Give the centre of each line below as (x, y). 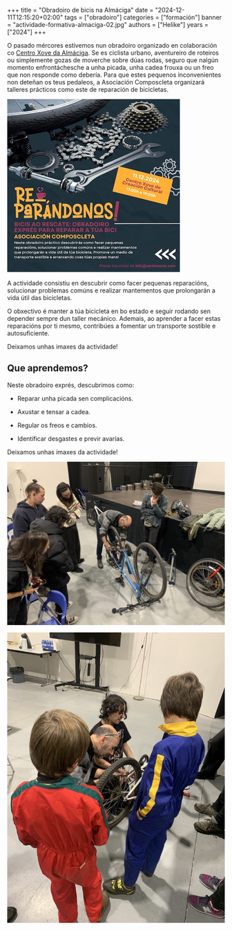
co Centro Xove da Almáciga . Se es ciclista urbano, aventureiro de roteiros (113, 53)
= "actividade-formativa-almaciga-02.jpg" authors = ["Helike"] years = (108, 25)
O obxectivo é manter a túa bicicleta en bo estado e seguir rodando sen (109, 311)
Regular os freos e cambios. (57, 425)
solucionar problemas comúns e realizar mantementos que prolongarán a (112, 290)
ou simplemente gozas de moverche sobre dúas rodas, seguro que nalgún (113, 60)
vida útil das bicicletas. (40, 298)
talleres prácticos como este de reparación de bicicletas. (88, 90)
